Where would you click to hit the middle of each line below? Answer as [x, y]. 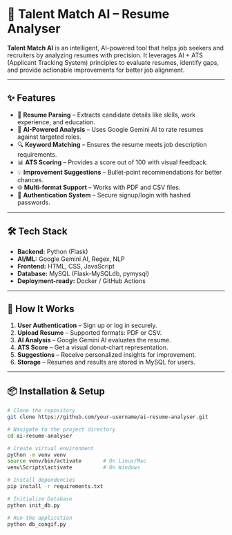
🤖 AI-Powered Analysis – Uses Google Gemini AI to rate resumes [110, 129]
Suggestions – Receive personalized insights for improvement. [107, 355]
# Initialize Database [40, 499]
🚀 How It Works [41, 309]
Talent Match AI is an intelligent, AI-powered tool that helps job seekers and [116, 48]
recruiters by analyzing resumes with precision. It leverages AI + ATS [105, 55]
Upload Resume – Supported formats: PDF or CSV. [89, 333]
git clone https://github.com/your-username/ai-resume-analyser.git [108, 417]
